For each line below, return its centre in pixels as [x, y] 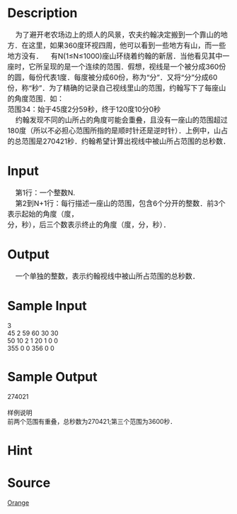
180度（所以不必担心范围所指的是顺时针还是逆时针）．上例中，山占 [118, 131]
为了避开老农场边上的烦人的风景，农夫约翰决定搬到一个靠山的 [118, 35]
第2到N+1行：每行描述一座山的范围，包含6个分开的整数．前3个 [120, 203]
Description [42, 13]
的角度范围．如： [36, 99]
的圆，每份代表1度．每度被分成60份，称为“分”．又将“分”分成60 [112, 77]
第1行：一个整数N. [45, 192]
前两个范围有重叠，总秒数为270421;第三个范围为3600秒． [92, 421]
